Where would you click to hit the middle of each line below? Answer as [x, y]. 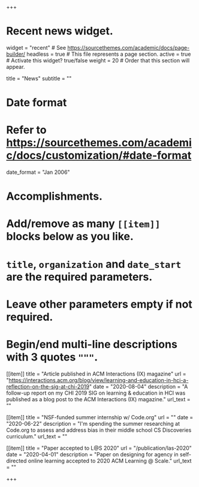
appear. [16, 67]
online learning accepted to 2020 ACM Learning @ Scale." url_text [110, 461]
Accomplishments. [55, 196]
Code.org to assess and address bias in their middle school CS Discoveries [99, 430]
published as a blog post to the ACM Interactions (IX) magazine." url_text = [98, 399]
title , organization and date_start [94, 264]
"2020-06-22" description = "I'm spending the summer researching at [93, 423]
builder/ [16, 54]
